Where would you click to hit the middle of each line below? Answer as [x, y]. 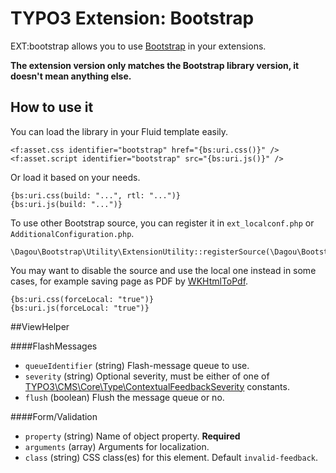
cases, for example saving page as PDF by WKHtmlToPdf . [129, 281]
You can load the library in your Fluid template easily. [119, 131]
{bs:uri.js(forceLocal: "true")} [80, 308]
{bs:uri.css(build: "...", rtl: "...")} [96, 195]
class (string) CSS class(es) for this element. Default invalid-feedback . [171, 457]
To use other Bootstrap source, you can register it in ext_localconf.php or [162, 223]
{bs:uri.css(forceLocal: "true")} [82, 299]
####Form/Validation [54, 416]
